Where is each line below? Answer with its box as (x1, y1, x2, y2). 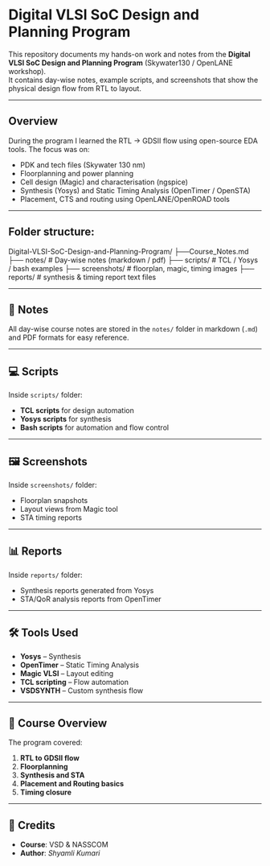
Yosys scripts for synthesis (19, 414, 112, 424)
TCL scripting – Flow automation (19, 677, 129, 687)
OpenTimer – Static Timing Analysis (19, 660, 139, 670)
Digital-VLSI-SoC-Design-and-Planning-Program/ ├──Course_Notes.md (8, 246, 249, 256)
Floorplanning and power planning (19, 168, 134, 178)
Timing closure (19, 787, 72, 798)
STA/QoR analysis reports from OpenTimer (19, 594, 162, 604)
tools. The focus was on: (8, 144, 90, 154)
